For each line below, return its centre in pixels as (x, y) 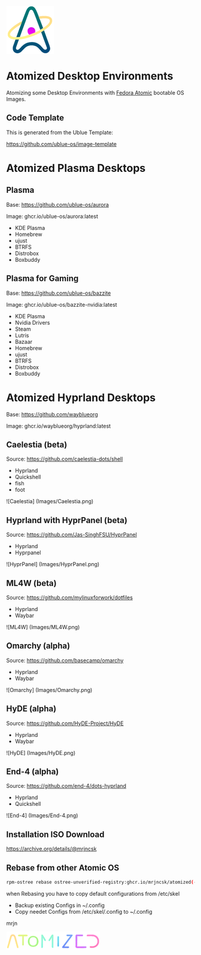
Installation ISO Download (55, 834)
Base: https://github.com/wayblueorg (52, 414)
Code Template (35, 118)
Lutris (22, 335)
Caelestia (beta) (37, 444)
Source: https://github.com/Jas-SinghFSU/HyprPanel (72, 535)
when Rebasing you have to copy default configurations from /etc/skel (93, 893)
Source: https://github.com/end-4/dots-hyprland (66, 786)
